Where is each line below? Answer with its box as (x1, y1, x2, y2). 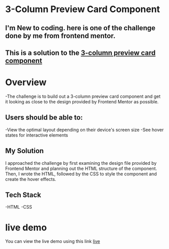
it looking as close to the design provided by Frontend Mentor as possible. (5, 98, 159, 104)
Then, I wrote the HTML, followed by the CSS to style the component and (5, 170, 157, 177)
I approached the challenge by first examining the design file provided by (5, 160, 157, 166)
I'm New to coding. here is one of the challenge (5, 24, 156, 32)
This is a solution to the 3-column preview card (5, 48, 156, 57)
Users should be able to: (5, 113, 83, 122)
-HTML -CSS (5, 204, 33, 210)
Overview (5, 77, 47, 88)
